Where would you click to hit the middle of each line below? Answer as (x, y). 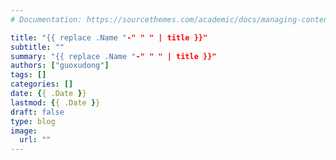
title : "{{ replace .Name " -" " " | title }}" (109, 37)
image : (24, 131)
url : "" (35, 140)
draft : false (37, 112)
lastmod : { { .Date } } (55, 102)
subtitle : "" (37, 47)
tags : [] (28, 75)
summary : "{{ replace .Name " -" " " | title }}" (113, 56)
